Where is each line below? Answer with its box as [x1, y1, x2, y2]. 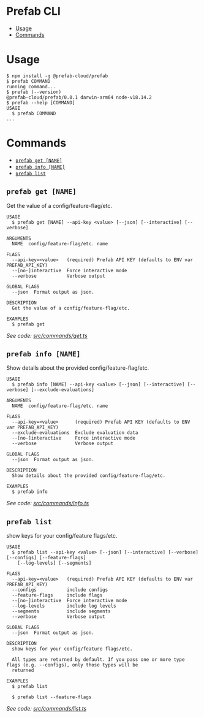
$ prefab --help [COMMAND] [6, 99, 75, 105]
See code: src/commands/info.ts [6, 500, 89, 507]
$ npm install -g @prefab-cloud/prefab [6, 72, 108, 79]
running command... [6, 83, 56, 90]
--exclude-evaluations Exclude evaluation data [12, 430, 138, 436]
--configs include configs [12, 587, 108, 593]
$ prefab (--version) [6, 89, 62, 95]
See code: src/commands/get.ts [6, 332, 88, 339]
